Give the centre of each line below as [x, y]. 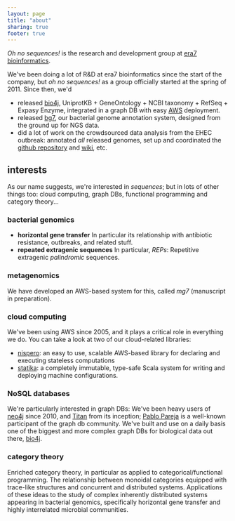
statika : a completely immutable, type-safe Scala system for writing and [121, 368]
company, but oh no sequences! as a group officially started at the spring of [117, 82]
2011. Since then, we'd [40, 89]
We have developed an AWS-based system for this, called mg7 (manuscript [116, 291]
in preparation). [29, 298]
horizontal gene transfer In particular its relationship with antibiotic [115, 235]
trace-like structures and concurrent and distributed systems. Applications [115, 487]
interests [27, 170]
